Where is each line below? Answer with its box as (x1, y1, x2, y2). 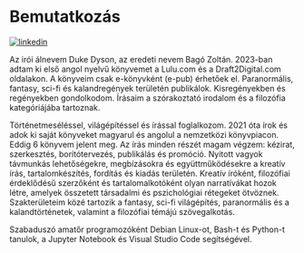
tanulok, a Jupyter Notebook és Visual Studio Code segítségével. (9, 233, 252, 244)
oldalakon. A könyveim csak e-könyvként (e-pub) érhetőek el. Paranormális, (9, 73, 294, 83)
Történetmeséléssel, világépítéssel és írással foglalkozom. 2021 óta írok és (9, 120, 289, 131)
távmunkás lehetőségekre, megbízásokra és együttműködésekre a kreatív (9, 158, 286, 169)
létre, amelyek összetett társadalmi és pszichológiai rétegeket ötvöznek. (9, 187, 279, 198)
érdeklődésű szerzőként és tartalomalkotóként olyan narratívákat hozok (9, 177, 277, 188)
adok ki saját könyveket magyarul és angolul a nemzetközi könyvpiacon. (9, 129, 279, 140)
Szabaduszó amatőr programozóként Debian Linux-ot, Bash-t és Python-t (9, 224, 286, 235)
